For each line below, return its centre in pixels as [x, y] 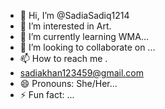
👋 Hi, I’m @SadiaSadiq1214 [74, 15]
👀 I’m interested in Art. [65, 26]
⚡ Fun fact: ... [47, 94]
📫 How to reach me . [63, 58]
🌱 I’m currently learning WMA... [84, 36]
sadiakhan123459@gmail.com [82, 73]
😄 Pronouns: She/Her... [68, 83]
